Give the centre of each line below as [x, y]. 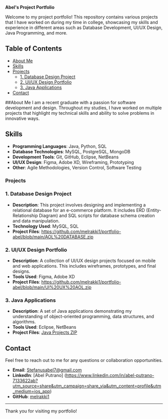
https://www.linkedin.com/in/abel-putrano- [110, 375]
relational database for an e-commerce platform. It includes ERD [78, 210]
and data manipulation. [36, 221]
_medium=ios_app [31, 391]
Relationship [25, 216]
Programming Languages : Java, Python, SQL [59, 146]
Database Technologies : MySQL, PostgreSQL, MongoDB [71, 151]
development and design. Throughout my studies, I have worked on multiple [83, 108]
